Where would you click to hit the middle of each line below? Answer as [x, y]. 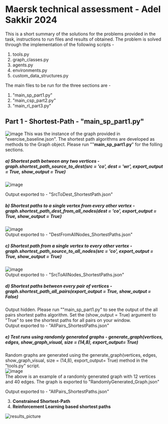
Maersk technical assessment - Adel [83, 9]
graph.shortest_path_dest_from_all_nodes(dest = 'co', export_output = [81, 211]
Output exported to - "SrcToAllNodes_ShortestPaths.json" [65, 274]
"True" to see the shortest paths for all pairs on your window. [68, 320]
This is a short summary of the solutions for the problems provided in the [80, 34]
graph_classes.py [31, 59]
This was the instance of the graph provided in [72, 134]
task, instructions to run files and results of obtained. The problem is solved [83, 39]
